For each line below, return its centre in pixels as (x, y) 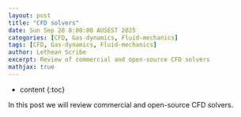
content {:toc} (42, 89)
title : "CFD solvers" (44, 23)
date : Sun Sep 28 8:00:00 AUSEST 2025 (72, 30)
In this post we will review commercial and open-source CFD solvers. (121, 104)
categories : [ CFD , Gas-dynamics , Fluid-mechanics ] (93, 38)
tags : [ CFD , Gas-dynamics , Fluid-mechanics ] (83, 45)
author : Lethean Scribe (47, 52)
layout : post (30, 15)
